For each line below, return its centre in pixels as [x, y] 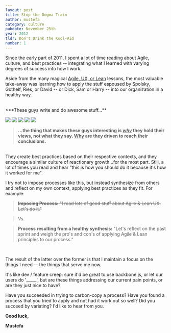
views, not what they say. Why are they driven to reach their [83, 136]
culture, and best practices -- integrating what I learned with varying [77, 63]
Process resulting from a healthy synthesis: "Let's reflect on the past [92, 228]
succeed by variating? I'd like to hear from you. [55, 306]
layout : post [19, 10]
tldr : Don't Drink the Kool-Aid [40, 39]
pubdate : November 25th [31, 29]
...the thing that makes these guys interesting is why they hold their [91, 130]
